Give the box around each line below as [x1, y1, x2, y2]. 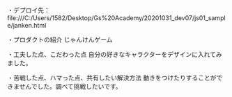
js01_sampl [194, 14, 226, 22]
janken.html [13, 21, 47, 29]
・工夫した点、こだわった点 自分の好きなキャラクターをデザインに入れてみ [7, 51, 222, 58]
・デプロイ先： [7, 6, 50, 14]
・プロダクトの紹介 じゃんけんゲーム [7, 35, 113, 44]
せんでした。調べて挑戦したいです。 [19, 82, 122, 90]
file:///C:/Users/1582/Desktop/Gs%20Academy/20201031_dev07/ [7, 14, 195, 22]
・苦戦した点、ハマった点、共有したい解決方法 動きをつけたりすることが [7, 73, 217, 82]
